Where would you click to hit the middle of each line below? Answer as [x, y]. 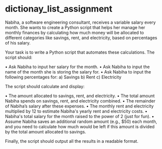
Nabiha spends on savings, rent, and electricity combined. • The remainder [80, 101]
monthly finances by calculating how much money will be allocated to [74, 32]
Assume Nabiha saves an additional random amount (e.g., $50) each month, [81, 121]
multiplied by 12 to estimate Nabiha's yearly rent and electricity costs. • [76, 111]
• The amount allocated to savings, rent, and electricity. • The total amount [80, 96]
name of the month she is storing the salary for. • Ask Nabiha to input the [78, 72]
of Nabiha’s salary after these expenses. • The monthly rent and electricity [79, 106]
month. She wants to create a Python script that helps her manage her [75, 27]
